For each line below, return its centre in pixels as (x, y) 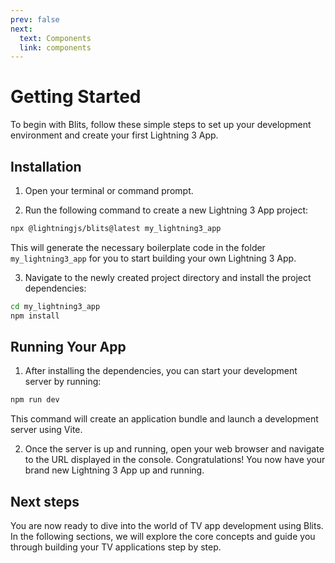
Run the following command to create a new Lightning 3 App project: (166, 210)
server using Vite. (46, 430)
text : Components (55, 38)
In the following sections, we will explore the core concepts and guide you (163, 537)
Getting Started (76, 97)
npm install (35, 316)
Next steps (45, 501)
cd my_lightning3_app (55, 306)
